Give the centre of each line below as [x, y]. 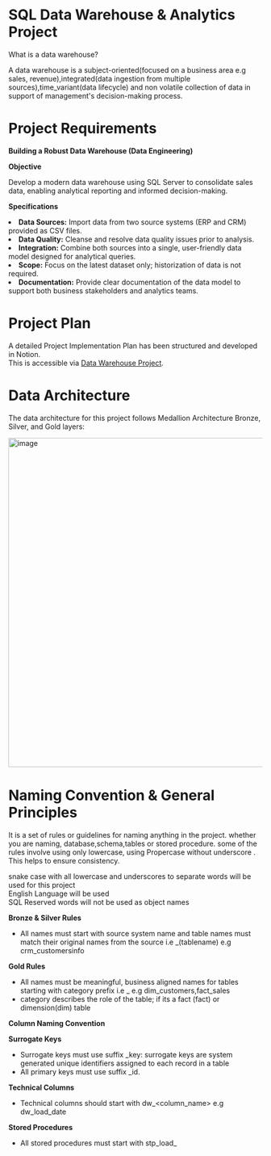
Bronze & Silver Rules [45, 918]
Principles [43, 812]
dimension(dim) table [55, 1007]
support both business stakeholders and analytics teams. [104, 290]
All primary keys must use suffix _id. [80, 1071]
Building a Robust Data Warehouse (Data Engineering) [101, 150]
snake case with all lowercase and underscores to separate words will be [130, 876]
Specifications [33, 206]
